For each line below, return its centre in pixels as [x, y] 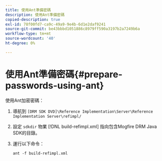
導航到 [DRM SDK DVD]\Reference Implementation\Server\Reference [83, 111]
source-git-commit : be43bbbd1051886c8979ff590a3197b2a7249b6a [73, 29]
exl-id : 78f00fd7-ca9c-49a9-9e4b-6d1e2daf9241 [56, 24]
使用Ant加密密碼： [25, 100]
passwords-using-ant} [55, 85]
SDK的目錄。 [26, 132]
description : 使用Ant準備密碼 [35, 15]
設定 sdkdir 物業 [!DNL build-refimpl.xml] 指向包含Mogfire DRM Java [85, 126]
